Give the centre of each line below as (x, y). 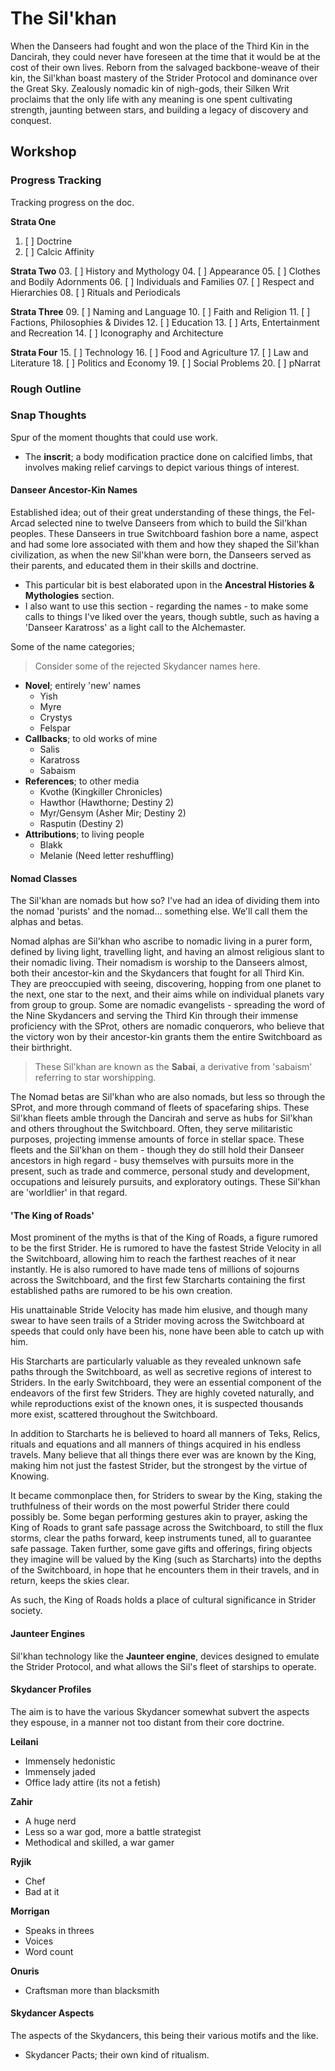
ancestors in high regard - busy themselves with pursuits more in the (152, 1161)
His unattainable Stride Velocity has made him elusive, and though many (159, 1310)
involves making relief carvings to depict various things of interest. (162, 467)
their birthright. (41, 1048)
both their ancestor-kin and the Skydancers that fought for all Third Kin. (157, 973)
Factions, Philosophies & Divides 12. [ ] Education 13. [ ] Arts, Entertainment (165, 322)
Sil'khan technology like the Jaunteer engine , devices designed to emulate (165, 1656)
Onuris (25, 1971)
